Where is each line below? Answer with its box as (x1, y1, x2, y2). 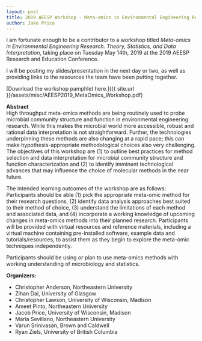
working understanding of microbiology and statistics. (6, 261, 140, 268)
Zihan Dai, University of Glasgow (14, 290, 96, 297)
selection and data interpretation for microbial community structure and (6, 154, 183, 161)
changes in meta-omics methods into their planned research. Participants (6, 217, 188, 224)
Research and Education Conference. (6, 55, 99, 63)
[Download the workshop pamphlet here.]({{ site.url (6, 85, 134, 92)
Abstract (6, 103, 29, 110)
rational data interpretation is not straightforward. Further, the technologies (6, 128, 192, 136)
